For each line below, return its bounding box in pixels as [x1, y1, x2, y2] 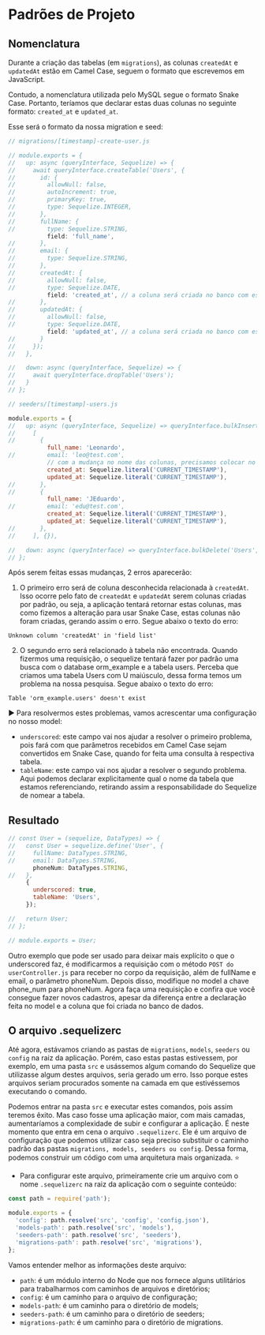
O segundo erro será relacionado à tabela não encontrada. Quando [19, 646, 238, 655]
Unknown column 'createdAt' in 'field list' [8, 632, 157, 640]
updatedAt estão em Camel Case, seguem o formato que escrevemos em [8, 66, 244, 76]
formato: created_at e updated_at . [8, 107, 118, 116]
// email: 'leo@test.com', [8, 452, 125, 459]
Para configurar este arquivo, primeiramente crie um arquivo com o [19, 1171, 239, 1181]
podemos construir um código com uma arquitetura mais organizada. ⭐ [8, 1153, 241, 1162]
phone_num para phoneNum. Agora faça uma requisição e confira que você [8, 984, 256, 994]
